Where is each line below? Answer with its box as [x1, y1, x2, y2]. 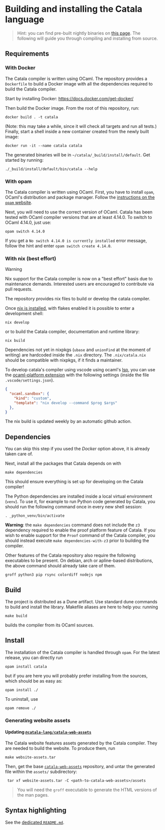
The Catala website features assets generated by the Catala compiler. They [5, 740, 158, 746]
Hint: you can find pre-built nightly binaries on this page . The [17, 30, 141, 36]
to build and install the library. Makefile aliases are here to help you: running [5, 604, 158, 610]
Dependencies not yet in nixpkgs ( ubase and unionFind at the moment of [5, 347, 151, 353]
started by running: [5, 157, 44, 163]
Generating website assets [5, 717, 71, 724]
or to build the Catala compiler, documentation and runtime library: [5, 328, 140, 335]
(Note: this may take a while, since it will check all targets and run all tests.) [5, 123, 157, 129]
